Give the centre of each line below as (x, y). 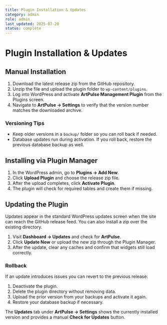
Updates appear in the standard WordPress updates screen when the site (81, 216)
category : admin (22, 15)
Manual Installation (36, 71)
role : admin (17, 19)
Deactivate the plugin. (35, 286)
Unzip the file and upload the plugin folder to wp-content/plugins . (80, 89)
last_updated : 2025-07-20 (32, 24)
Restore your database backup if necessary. (58, 302)
